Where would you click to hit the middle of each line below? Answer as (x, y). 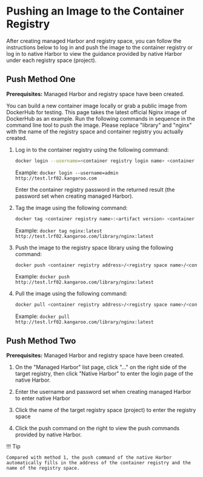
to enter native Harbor (43, 398)
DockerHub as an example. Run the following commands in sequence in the (101, 118)
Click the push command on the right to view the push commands (97, 428)
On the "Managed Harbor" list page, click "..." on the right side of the (101, 367)
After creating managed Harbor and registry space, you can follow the (94, 41)
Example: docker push (42, 277)
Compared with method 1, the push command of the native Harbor (89, 458)
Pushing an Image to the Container (95, 11)
